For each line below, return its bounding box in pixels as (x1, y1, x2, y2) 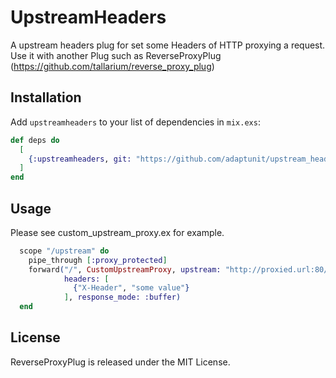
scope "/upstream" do (19, 246, 110, 256)
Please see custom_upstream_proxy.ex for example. (10, 226, 225, 238)
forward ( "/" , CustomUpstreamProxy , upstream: (28, 264, 222, 275)
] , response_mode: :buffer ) (63, 292, 182, 303)
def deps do (10, 135, 60, 145)
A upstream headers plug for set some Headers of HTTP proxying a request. (10, 39, 326, 51)
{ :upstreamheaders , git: (28, 154, 132, 164)
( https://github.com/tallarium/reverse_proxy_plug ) (10, 60, 215, 72)
